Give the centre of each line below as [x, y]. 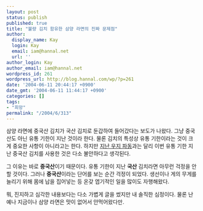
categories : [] [25, 96]
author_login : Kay [29, 62]
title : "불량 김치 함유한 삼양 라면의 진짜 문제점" [62, 29]
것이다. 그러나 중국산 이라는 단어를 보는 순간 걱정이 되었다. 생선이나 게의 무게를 [105, 174]
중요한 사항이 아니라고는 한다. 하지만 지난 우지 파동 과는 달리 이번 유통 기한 [100, 146]
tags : [13, 102]
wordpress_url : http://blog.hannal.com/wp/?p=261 [70, 79]
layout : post [23, 12]
